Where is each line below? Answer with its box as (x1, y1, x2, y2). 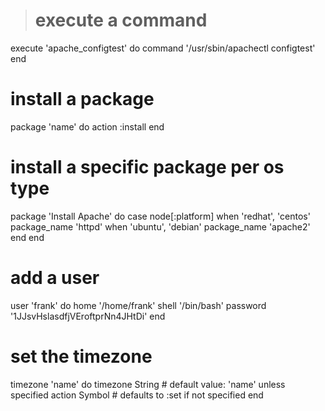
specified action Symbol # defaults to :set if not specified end (10, 389, 264, 401)
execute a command (34, 9, 208, 32)
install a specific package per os (10, 156, 285, 179)
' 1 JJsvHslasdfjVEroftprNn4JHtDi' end (10, 310, 166, 322)
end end (10, 231, 45, 243)
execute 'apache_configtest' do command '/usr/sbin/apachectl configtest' (10, 42, 316, 54)
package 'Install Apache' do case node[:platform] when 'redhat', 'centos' (10, 210, 311, 222)
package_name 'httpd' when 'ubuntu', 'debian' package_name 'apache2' (10, 220, 311, 233)
